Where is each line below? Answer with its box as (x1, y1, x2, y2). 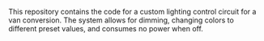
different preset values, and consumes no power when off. (8, 24, 204, 33)
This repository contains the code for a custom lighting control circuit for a (8, 7, 257, 16)
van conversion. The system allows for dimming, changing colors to (8, 15, 235, 25)
